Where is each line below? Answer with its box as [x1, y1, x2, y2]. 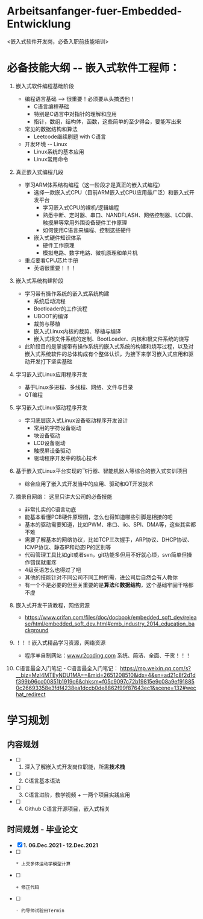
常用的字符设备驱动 [33, 424, 82, 431]
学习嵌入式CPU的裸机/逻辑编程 [42, 203, 119, 211]
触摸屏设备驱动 [33, 447, 71, 454]
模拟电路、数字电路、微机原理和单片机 [42, 249, 138, 256]
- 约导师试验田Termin [15, 908, 65, 914]
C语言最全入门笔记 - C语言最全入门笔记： [15, 664, 119, 671]
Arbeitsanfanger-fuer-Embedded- [7, 4, 183, 18]
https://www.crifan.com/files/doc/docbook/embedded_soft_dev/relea [24, 613, 197, 621]
